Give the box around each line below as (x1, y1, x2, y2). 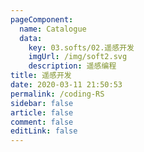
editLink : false (10, 126, 78, 136)
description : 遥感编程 (28, 61, 117, 71)
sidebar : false (10, 98, 74, 108)
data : (19, 33, 43, 43)
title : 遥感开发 (10, 71, 72, 81)
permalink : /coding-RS (10, 89, 105, 99)
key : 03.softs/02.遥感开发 (28, 42, 135, 53)
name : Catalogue (19, 24, 87, 34)
